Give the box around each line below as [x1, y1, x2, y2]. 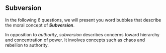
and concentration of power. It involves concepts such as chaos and [5, 37, 145, 43]
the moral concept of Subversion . [5, 22, 75, 28]
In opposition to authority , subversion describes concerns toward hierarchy [5, 31, 160, 37]
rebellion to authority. [5, 42, 49, 48]
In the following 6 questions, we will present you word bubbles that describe [5, 17, 162, 23]
